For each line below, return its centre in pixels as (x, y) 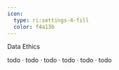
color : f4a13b (34, 27)
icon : (15, 14)
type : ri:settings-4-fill (51, 20)
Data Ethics (24, 47)
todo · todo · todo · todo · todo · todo (59, 60)
